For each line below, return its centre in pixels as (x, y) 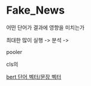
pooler (14, 52)
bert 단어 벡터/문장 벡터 (34, 77)
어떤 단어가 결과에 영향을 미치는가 (45, 27)
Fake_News (35, 10)
